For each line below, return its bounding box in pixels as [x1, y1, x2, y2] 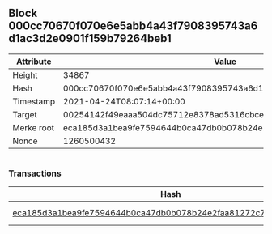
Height [12, 69, 38, 80]
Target [12, 108, 38, 120]
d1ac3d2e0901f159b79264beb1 [8, 32, 172, 45]
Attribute [15, 56, 52, 67]
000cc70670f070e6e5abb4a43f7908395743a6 [8, 19, 258, 33]
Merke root [12, 121, 55, 133]
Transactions [8, 168, 62, 179]
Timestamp [12, 96, 56, 107]
